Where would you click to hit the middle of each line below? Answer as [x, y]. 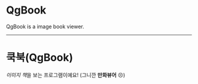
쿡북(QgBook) [40, 58]
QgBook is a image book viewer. [45, 26]
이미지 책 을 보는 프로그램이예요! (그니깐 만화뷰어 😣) [66, 75]
